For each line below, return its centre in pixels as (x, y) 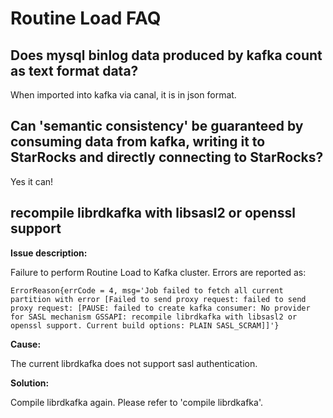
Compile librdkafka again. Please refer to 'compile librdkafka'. (136, 402)
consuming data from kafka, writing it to (138, 142)
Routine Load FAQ (86, 18)
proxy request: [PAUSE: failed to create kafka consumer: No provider (160, 308)
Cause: (26, 344)
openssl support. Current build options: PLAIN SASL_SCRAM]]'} (145, 325)
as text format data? (74, 70)
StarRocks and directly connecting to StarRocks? (167, 157)
